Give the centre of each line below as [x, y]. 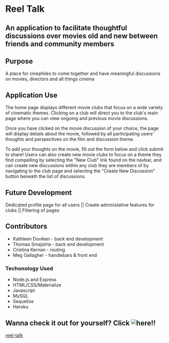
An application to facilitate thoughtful [66, 28]
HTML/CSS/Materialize [37, 285]
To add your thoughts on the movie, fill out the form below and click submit [84, 149]
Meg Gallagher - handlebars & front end [55, 255]
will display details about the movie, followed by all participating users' [80, 134]
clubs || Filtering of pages [33, 210]
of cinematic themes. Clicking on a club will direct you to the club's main [82, 113]
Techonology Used [29, 268]
